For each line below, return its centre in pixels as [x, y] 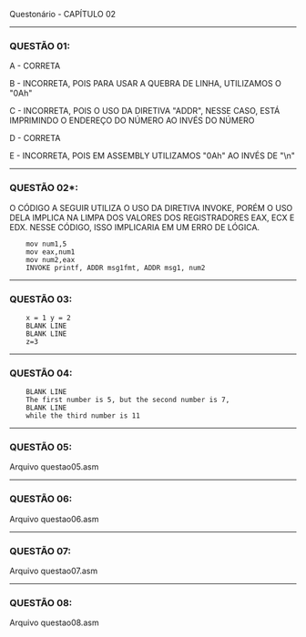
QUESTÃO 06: [41, 499]
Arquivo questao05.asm [54, 467]
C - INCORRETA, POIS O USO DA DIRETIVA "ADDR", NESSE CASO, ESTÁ [145, 111]
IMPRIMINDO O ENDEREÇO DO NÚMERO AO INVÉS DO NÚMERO [132, 121]
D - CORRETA [35, 138]
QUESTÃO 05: [41, 448]
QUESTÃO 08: [41, 603]
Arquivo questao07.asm [54, 571]
